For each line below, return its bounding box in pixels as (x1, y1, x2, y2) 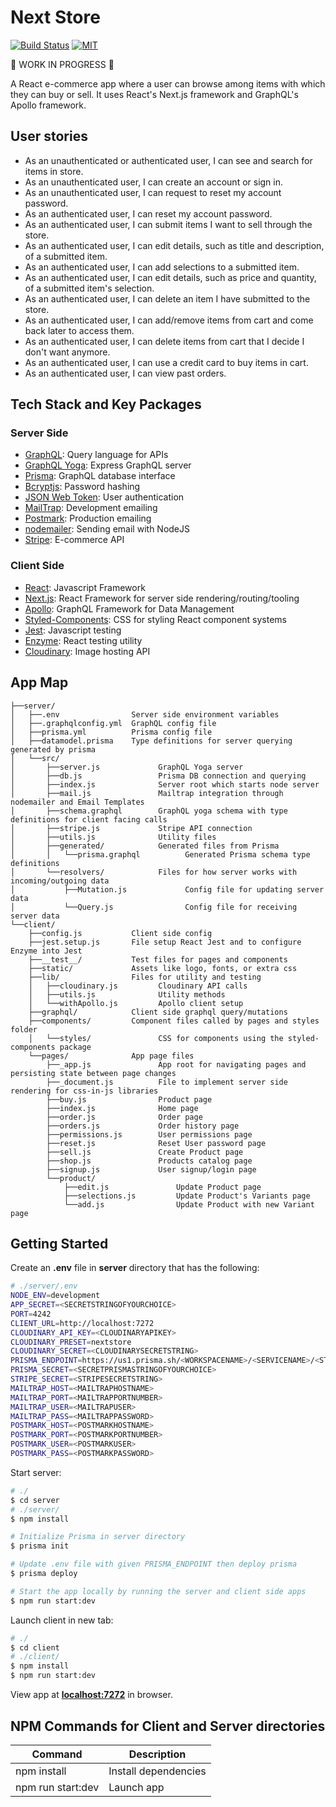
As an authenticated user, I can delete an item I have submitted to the (24, 292, 311, 305)
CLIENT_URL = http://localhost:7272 (10, 1318, 155, 1328)
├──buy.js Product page (46, 1094, 213, 1105)
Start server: (10, 1466, 62, 1478)
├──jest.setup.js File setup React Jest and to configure (28, 937, 302, 947)
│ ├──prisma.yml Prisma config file (10, 727, 213, 737)
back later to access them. (24, 324, 135, 336)
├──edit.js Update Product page (63, 1182, 262, 1192)
